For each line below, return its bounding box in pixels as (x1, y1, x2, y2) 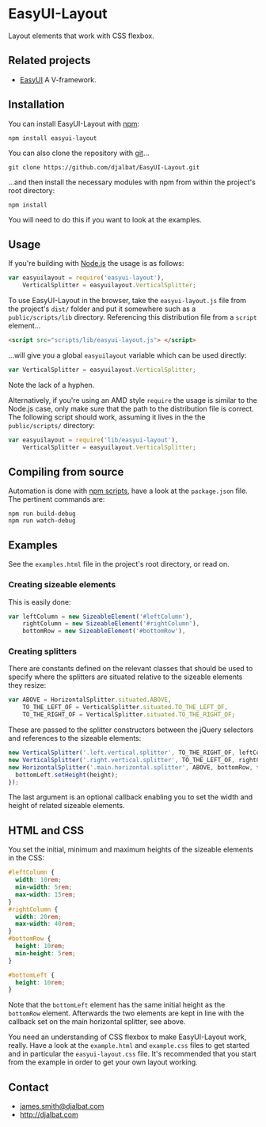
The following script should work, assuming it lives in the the (8, 412, 206, 422)
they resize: (8, 681, 47, 690)
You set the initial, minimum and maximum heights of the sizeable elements (8, 844, 253, 855)
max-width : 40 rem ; (15, 920, 77, 928)
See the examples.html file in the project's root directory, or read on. (8, 560, 230, 569)
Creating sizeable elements (8, 579, 116, 590)
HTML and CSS (8, 824, 85, 837)
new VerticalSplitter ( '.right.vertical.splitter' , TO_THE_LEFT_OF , (8, 756, 236, 764)
